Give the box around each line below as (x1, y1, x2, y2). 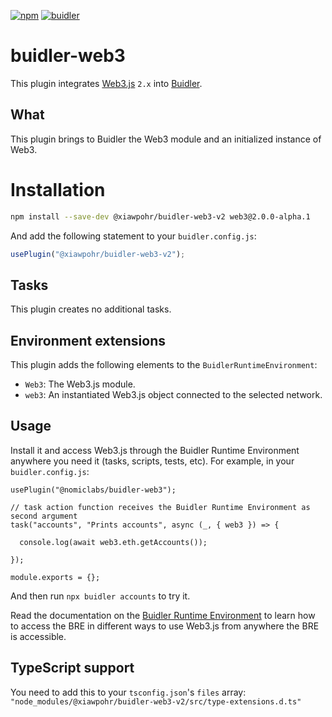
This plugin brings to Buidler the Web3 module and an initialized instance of (10, 133, 322, 145)
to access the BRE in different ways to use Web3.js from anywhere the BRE (10, 620, 320, 632)
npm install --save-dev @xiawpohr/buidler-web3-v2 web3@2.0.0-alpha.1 (10, 211, 311, 222)
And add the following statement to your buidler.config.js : (10, 230, 257, 242)
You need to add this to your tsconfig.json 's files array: (10, 686, 247, 698)
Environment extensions (10, 332, 166, 349)
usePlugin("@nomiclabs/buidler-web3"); (10, 485, 177, 495)
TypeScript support (10, 660, 135, 677)
